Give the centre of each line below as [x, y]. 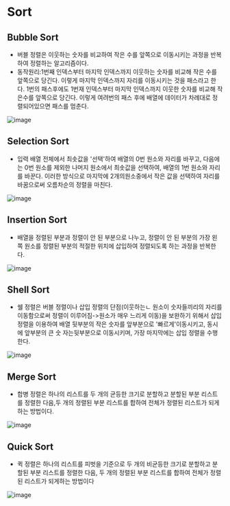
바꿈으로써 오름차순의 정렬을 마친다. [65, 184]
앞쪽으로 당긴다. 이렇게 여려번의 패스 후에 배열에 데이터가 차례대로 [123, 97]
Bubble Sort [33, 37]
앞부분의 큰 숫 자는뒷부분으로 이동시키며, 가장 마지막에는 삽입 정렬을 [115, 333]
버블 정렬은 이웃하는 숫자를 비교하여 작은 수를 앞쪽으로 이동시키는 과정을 [113, 55]
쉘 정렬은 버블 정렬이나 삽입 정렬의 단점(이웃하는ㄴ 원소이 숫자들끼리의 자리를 [119, 307]
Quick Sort [30, 447]
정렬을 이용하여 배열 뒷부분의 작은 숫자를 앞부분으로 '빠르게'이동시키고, [111, 324]
